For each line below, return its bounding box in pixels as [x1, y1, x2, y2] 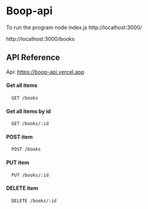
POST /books [11, 147, 41, 153]
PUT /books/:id [11, 172, 49, 178]
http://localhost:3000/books [6, 35, 75, 42]
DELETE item [6, 185, 38, 192]
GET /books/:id [11, 121, 49, 127]
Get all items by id [6, 107, 52, 115]
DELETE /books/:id [11, 198, 57, 204]
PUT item [6, 159, 30, 166]
